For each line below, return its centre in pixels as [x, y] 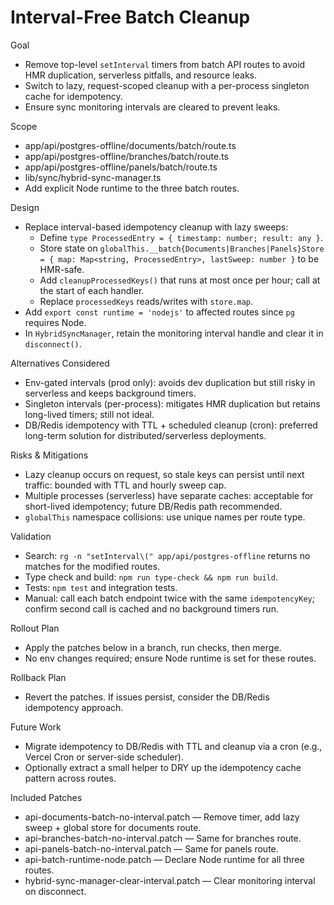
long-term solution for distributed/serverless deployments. [145, 435]
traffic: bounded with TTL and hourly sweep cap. [125, 485]
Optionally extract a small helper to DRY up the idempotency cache [163, 767]
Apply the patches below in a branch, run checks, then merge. [153, 647]
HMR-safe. [62, 269]
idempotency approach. [74, 707]
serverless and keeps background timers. [110, 393]
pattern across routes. [70, 778]
